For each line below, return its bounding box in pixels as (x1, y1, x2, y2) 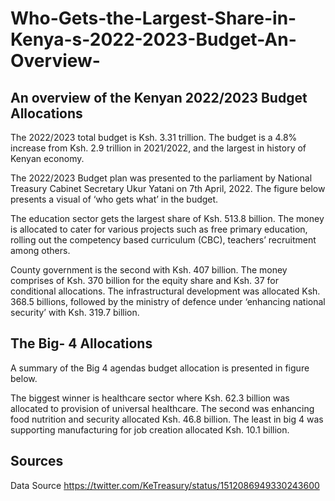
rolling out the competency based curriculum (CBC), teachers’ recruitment (10, 234, 317, 246)
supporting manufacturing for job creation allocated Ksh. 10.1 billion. (10, 423, 290, 436)
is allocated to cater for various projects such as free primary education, (10, 223, 308, 235)
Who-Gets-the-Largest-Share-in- (10, 7, 297, 30)
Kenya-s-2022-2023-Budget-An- (10, 28, 297, 51)
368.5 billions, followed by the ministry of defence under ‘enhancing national (10, 296, 326, 307)
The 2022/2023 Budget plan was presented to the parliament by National (10, 172, 313, 184)
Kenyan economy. (10, 153, 85, 164)
